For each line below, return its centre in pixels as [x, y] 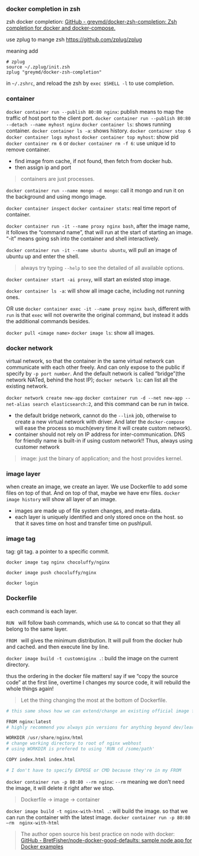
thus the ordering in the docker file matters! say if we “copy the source [92, 676]
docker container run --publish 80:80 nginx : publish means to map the [95, 112]
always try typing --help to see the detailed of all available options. [102, 268]
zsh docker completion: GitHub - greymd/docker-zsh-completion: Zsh [92, 22]
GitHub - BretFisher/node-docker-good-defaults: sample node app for [106, 840]
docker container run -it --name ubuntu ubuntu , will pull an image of [92, 250]
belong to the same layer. [37, 629]
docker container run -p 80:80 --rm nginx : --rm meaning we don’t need [95, 781]
